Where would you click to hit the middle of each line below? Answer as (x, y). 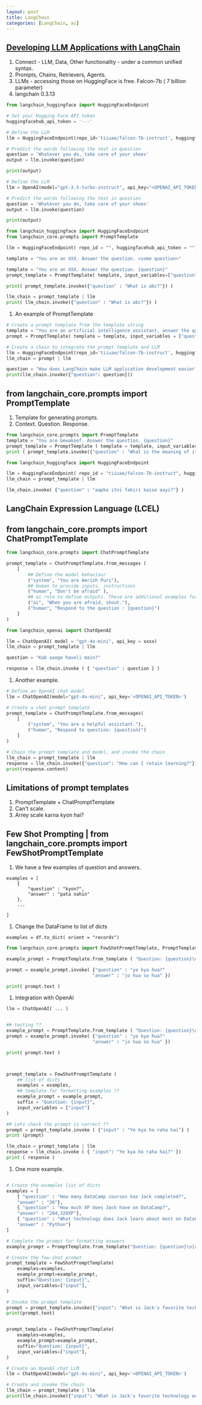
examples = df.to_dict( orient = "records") (63, 938)
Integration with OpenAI (44, 998)
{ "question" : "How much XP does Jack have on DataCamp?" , (94, 1208)
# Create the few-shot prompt (44, 1257)
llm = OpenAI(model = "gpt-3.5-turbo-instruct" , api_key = (78, 187)
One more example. (39, 1169)
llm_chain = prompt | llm (38, 358)
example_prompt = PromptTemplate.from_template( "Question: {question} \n (99, 1246)
